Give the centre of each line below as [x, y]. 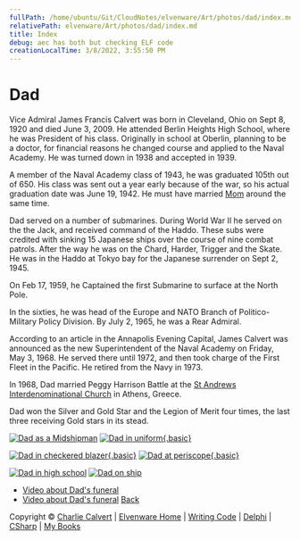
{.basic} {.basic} [173, 455]
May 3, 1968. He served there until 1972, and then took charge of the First [145, 358]
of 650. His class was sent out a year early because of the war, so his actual [150, 185]
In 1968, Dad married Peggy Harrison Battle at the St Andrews [123, 385]
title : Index [33, 34]
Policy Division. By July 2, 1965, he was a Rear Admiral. [140, 321]
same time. [30, 204]
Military [23, 321]
